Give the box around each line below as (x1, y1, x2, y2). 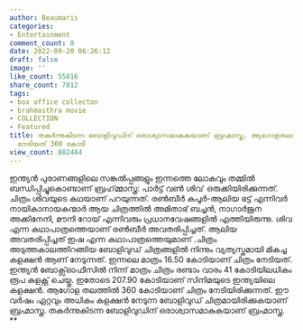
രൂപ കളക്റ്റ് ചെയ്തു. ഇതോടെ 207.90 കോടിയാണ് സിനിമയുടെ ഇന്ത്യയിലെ (9, 274, 275, 285)
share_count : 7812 (9, 80, 78, 90)
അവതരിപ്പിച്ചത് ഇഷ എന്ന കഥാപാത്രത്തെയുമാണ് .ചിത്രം (9, 233, 217, 244)
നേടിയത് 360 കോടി (17, 139, 86, 148)
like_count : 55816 (9, 72, 78, 81)
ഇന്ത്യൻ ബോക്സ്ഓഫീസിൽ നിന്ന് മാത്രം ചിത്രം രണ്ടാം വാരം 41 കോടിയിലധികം (9, 264, 292, 275)
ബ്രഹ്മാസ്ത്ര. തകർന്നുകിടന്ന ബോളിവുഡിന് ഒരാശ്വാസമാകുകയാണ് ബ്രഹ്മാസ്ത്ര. (9, 305, 286, 316)
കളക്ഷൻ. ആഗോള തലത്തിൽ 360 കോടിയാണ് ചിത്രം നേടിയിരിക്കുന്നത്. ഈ (9, 284, 289, 295)
